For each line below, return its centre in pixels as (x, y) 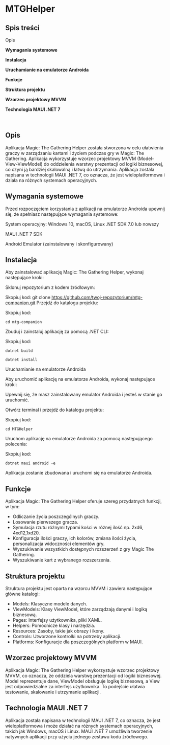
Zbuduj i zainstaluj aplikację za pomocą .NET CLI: (57, 332)
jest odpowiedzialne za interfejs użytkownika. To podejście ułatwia (75, 686)
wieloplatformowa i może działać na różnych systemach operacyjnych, (79, 726)
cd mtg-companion (24, 322)
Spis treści (22, 28)
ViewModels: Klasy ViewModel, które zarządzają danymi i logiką (80, 609)
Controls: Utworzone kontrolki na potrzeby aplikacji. (67, 637)
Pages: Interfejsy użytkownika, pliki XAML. (57, 620)
